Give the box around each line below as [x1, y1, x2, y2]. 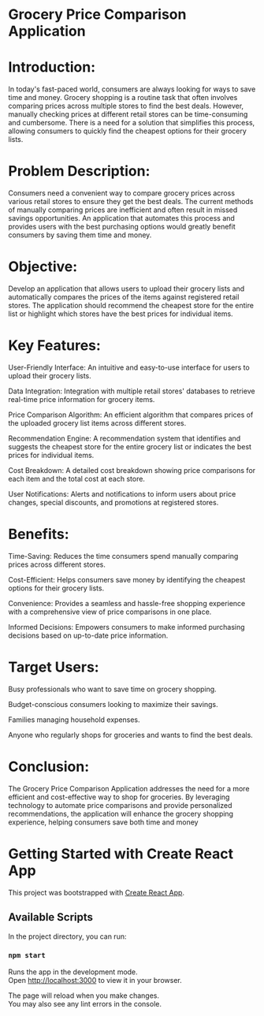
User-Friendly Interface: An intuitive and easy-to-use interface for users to [8, 363, 250, 372]
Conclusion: [8, 758, 90, 776]
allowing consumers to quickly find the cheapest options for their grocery [8, 126, 247, 136]
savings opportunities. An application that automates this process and [8, 214, 235, 223]
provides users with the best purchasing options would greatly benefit [8, 222, 236, 232]
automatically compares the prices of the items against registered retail [8, 292, 240, 301]
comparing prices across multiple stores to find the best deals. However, [8, 101, 244, 111]
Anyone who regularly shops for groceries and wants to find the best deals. [8, 730, 254, 739]
